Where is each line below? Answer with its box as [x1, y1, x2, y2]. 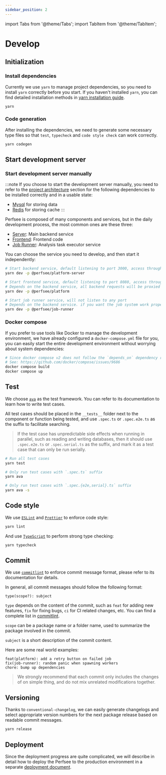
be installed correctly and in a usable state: [5, 192, 93, 198]
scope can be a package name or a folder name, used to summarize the [5, 623, 150, 629]
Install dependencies [5, 73, 57, 80]
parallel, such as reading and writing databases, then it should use [17, 436, 153, 442]
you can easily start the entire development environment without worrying [5, 340, 156, 346]
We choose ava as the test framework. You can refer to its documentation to [5, 396, 160, 402]
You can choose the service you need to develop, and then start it [5, 251, 139, 257]
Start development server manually [5, 170, 92, 177]
